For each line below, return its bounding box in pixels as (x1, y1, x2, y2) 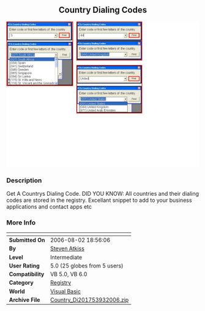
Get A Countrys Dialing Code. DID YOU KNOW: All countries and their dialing (6, 190, 199, 198)
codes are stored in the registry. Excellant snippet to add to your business (6, 196, 192, 204)
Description (6, 176, 42, 185)
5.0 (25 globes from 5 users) (50, 262, 124, 269)
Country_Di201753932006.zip (50, 296, 129, 303)
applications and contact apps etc (6, 203, 92, 210)
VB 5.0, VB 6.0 (50, 271, 88, 278)
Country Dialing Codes (58, 5, 147, 15)
